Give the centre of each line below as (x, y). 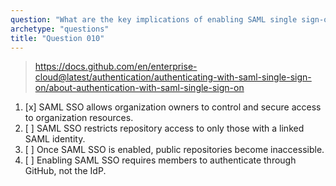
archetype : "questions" (60, 29)
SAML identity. (55, 139)
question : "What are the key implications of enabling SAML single (154, 19)
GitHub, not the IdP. (65, 171)
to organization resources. (79, 118)
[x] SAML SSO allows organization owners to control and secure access (173, 107)
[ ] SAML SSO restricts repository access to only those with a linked (164, 128)
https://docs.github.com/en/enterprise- (116, 67)
